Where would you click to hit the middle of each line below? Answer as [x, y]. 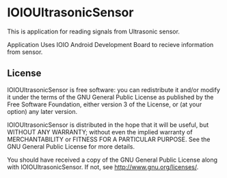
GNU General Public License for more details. [71, 146]
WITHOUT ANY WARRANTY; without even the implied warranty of [100, 132]
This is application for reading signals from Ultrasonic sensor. [93, 31]
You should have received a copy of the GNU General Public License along [112, 160]
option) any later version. [42, 111]
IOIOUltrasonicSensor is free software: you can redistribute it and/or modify [114, 89]
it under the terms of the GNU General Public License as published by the [110, 97]
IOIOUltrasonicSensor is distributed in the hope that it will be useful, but [108, 125]
